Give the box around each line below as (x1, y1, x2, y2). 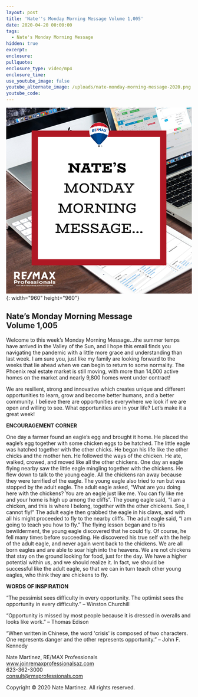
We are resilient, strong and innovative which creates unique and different (6, 385, 186, 392)
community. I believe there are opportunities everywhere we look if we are (6, 398, 187, 405)
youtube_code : (6, 90, 41, 97)
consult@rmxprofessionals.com (6, 672, 84, 679)
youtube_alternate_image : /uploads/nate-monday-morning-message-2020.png (6, 84, 192, 90)
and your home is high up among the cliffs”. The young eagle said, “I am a (6, 496, 186, 503)
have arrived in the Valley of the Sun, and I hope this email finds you (6, 342, 171, 349)
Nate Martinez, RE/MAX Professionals (6, 653, 98, 660)
